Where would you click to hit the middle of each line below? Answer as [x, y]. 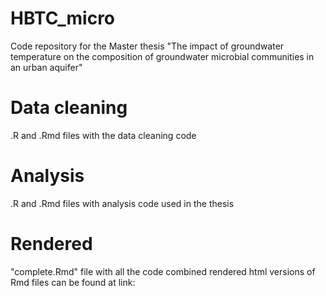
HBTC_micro [63, 18]
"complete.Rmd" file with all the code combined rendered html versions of [163, 271]
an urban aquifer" [46, 67]
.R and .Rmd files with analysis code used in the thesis [122, 203]
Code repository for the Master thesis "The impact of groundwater [147, 46]
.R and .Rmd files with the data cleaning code [103, 135]
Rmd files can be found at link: [73, 282]
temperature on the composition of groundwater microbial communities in [162, 56]
